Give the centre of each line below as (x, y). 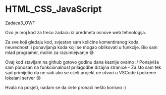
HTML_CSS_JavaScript (54, 9)
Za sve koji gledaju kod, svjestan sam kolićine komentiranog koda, (73, 42)
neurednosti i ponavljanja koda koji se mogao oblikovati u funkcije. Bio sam (81, 47)
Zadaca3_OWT (20, 23)
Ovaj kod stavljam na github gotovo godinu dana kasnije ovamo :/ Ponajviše (82, 62)
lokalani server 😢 (23, 78)
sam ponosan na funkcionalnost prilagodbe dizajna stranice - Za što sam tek (83, 67)
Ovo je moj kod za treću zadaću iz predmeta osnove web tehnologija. (76, 32)
